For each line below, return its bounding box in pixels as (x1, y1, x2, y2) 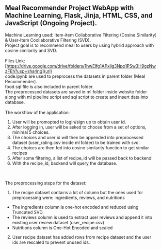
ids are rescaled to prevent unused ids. (12, 239, 90, 245)
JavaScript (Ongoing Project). (5, 19, 97, 27)
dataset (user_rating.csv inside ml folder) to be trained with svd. (12, 140, 140, 145)
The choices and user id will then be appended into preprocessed (12, 134, 144, 140)
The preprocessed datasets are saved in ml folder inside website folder (5, 89, 147, 94)
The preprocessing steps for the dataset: (5, 180, 87, 186)
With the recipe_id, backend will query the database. (12, 160, 117, 166)
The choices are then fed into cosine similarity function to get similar (12, 144, 149, 150)
